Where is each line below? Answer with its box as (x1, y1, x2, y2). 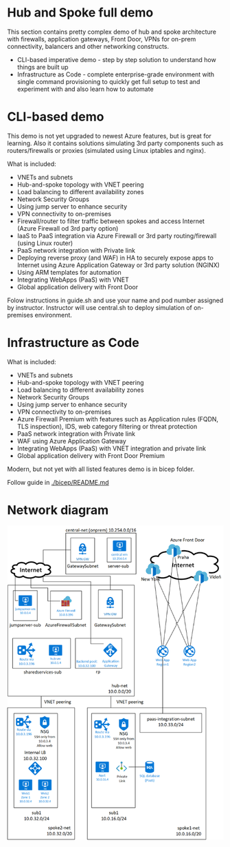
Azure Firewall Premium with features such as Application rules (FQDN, (16, 415, 218, 423)
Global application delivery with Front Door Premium (16, 451, 165, 459)
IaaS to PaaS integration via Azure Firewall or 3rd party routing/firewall (16, 231, 217, 240)
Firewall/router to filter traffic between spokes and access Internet (16, 217, 205, 225)
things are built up (16, 63, 69, 71)
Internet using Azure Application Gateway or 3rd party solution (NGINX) (16, 260, 220, 269)
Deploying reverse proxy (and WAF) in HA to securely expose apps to (16, 253, 214, 262)
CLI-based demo (7, 109, 104, 125)
